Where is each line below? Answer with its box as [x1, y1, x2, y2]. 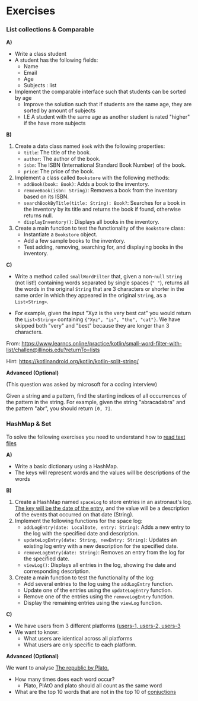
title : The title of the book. [23, 149, 91, 156]
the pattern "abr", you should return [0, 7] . [6, 405, 113, 412]
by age [14, 94, 32, 101]
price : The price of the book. [23, 168, 95, 175]
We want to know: [14, 628, 59, 636]
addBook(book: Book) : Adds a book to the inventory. [23, 180, 149, 188]
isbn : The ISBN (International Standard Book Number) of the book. [23, 161, 186, 169]
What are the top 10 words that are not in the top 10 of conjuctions [14, 688, 177, 695]
